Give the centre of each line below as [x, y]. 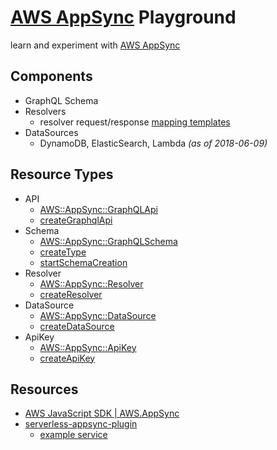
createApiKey [67, 358]
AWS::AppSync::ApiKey [88, 347]
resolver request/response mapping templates [135, 122]
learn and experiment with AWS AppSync [95, 45]
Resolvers [45, 111]
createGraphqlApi [76, 220]
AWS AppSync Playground [123, 17]
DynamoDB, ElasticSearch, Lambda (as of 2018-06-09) [153, 143]
